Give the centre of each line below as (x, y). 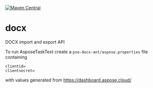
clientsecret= (20, 70)
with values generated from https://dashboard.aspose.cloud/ (68, 80)
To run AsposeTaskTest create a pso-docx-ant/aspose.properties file (77, 52)
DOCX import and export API (35, 42)
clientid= (16, 66)
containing (16, 57)
